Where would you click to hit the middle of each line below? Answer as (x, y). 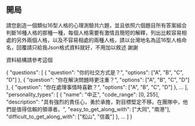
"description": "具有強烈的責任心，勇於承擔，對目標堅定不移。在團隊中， (95, 102)
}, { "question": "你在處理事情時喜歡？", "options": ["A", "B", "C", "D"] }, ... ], (97, 87)
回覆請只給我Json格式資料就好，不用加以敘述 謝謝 (77, 47)
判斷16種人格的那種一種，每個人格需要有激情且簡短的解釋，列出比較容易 (94, 32)
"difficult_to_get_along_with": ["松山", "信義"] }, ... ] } (69, 117)
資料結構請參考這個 (29, 59)
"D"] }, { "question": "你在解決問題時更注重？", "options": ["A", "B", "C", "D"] (98, 79)
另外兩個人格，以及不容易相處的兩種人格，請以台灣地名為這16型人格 (99, 40)
